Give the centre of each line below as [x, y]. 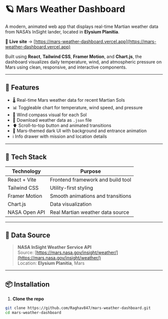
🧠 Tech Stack [26, 157]
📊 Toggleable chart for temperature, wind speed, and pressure [77, 107]
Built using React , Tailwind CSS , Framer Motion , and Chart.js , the [73, 56]
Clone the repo [28, 299]
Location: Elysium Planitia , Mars [51, 263]
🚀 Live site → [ [20, 41]
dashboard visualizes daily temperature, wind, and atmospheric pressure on [83, 62]
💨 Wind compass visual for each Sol [49, 115]
